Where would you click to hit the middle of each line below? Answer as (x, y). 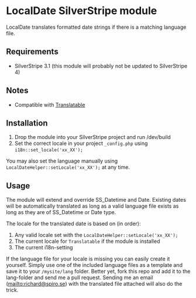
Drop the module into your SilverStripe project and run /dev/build (92, 137)
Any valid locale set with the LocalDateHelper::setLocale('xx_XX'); (96, 235)
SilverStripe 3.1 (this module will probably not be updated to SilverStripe (101, 66)
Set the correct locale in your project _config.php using (81, 143)
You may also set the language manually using (62, 161)
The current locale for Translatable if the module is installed (87, 241)
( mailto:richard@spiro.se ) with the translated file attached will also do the (94, 284)
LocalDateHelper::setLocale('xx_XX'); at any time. (68, 167)
